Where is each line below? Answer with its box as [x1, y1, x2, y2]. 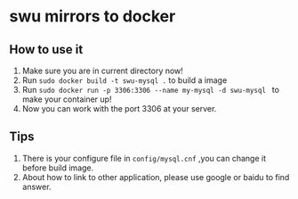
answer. [21, 181, 52, 192]
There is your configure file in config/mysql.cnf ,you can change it [21, 153, 267, 163]
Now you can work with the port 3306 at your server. [21, 104, 217, 113]
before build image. [21, 162, 94, 173]
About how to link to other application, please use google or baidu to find [21, 171, 290, 182]
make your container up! [21, 94, 112, 104]
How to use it [9, 42, 84, 57]
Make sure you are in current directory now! [21, 65, 184, 76]
